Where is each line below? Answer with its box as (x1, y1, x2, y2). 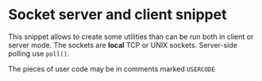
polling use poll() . (8, 48, 70, 58)
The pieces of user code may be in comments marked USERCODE (8, 64, 216, 73)
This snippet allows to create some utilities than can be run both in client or (8, 32, 254, 41)
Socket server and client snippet (8, 6, 227, 24)
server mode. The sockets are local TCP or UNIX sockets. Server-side (8, 40, 238, 49)
